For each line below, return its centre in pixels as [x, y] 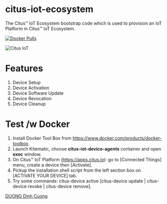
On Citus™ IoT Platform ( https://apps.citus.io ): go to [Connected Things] [87, 159]
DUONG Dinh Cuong [26, 196]
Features [24, 69]
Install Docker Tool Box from [42, 138]
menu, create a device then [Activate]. [52, 165]
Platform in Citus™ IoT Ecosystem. [40, 28]
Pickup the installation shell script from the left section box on [77, 170]
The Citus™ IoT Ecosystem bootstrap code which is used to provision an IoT [84, 23]
